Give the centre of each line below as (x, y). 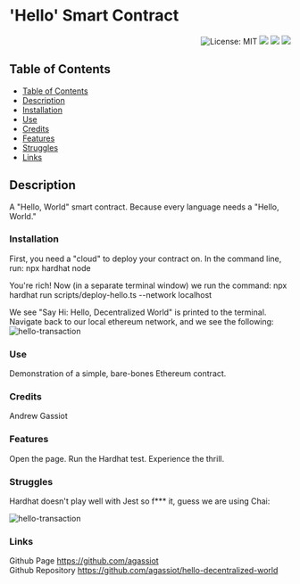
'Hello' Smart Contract (94, 16)
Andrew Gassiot (39, 416)
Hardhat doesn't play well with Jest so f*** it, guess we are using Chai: (140, 501)
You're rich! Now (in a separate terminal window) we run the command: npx (148, 285)
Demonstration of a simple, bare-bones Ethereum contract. (118, 374)
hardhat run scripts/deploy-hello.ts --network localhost (111, 294)
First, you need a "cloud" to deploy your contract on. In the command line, (146, 259)
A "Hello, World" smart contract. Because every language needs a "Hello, (144, 207)
